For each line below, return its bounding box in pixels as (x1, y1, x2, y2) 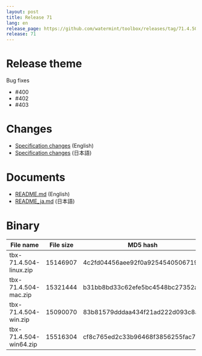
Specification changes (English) (14, 142, 94, 149)
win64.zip (9, 340, 37, 348)
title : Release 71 (6, 14, 52, 20)
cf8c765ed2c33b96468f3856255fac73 (83, 333, 200, 341)
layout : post (6, 8, 39, 15)
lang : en (6, 20, 28, 26)
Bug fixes (6, 77, 30, 84)
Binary (6, 219, 40, 233)
